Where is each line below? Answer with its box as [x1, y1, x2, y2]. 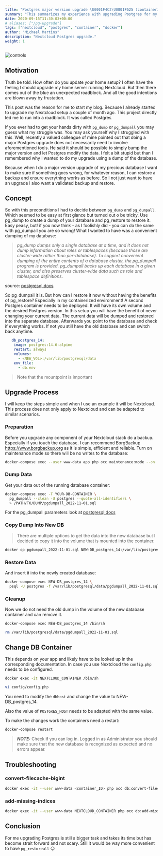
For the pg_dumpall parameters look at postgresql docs [5, 510, 115, 515]
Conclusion [5, 822, 41, 831]
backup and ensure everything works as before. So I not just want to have [5, 175, 153, 181]
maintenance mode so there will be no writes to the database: [5, 450, 129, 456]
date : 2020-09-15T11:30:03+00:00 [5, 16, 73, 21]
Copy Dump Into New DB [5, 522, 64, 529]
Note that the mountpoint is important [16, 374, 92, 380]
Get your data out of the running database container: [5, 482, 111, 488]
